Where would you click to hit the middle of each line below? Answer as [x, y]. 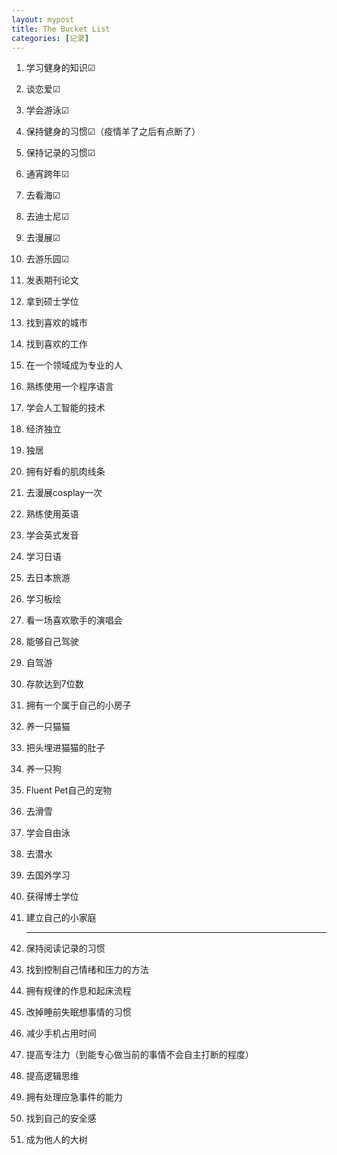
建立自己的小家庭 [61, 918]
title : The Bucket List [61, 29]
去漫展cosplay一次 [64, 493]
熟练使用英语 [52, 514]
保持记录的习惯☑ [60, 153]
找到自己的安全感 [61, 1118]
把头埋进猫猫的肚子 [65, 748]
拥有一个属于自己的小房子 [78, 705]
